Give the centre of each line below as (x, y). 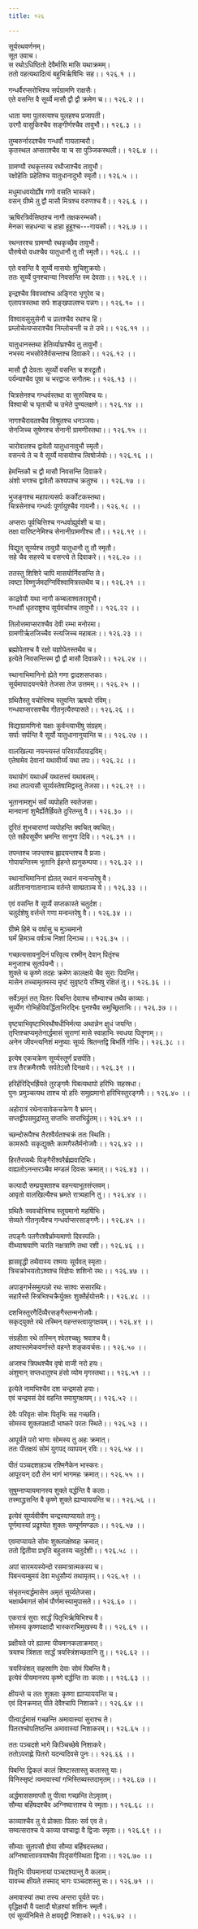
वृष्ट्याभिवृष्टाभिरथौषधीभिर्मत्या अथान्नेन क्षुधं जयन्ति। (73, 1023)
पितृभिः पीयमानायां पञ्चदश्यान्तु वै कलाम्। (60, 1871)
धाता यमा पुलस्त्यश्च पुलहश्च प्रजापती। (57, 116)
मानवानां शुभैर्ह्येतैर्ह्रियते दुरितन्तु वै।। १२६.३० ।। (71, 811)
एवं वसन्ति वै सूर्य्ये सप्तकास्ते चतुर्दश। (55, 903)
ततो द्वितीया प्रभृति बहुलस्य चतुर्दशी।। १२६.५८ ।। (73, 1550)
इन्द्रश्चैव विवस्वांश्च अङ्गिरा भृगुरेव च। (57, 293)
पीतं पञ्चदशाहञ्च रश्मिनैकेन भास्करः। (56, 1464)
